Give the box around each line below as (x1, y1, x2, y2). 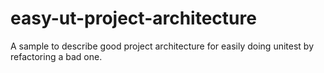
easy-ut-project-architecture (10, 7, 257, 30)
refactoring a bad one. (10, 50, 103, 62)
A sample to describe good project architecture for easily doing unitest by (10, 40, 315, 52)
